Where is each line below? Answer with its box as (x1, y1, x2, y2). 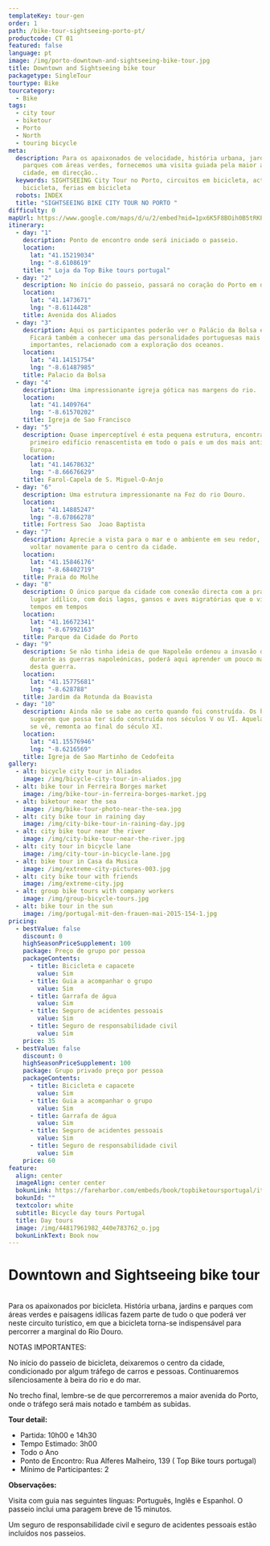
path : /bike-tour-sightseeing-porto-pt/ (8, 27, 146, 35)
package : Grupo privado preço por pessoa (22, 1067, 163, 1075)
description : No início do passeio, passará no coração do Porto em (22, 281, 257, 290)
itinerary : (8, 221, 45, 229)
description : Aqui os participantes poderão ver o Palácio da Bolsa (22, 326, 257, 334)
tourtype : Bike (8, 79, 59, 87)
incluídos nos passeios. (8, 1528, 86, 1538)
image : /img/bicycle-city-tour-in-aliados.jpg (22, 775, 182, 783)
